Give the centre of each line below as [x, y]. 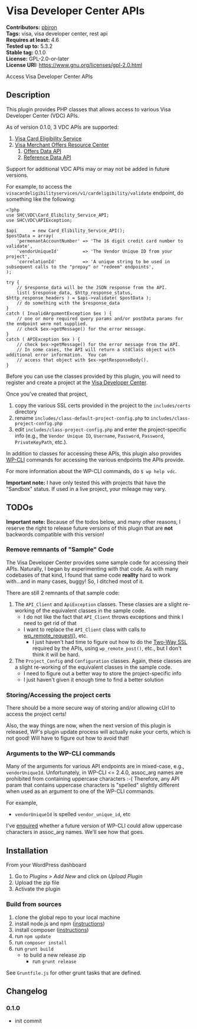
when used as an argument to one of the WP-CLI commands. [81, 791]
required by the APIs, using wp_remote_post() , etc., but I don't [107, 648]
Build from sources [34, 904]
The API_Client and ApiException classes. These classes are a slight [98, 604]
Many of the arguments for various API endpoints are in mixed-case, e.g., [95, 766]
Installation [27, 851]
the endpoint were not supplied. [47, 323]
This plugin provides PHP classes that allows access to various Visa [88, 109]
